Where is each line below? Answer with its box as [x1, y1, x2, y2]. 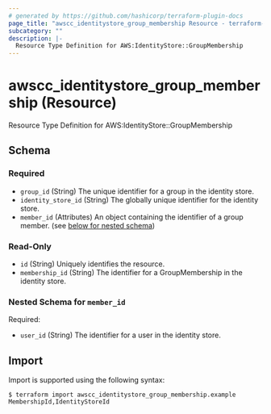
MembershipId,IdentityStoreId [8, 398, 110, 406]
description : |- [8, 34, 63, 43]
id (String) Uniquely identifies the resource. [19, 259, 165, 269]
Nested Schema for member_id [8, 296, 126, 307]
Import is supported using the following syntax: [8, 375, 165, 385]
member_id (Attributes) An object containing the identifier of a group [19, 211, 244, 222]
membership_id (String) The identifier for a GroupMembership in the [19, 268, 244, 278]
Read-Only [8, 240, 52, 252]
